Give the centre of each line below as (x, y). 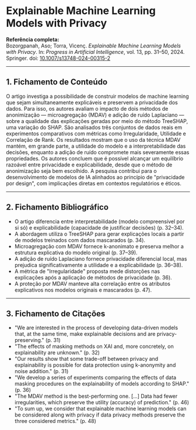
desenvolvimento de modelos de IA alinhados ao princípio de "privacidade (95, 177)
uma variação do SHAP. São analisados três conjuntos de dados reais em (94, 127)
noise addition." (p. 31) (41, 371)
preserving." (29, 340)
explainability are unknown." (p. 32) (57, 353)
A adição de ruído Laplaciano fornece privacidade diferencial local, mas (101, 258)
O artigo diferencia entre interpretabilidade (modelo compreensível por (99, 221)
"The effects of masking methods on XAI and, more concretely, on (94, 346)
